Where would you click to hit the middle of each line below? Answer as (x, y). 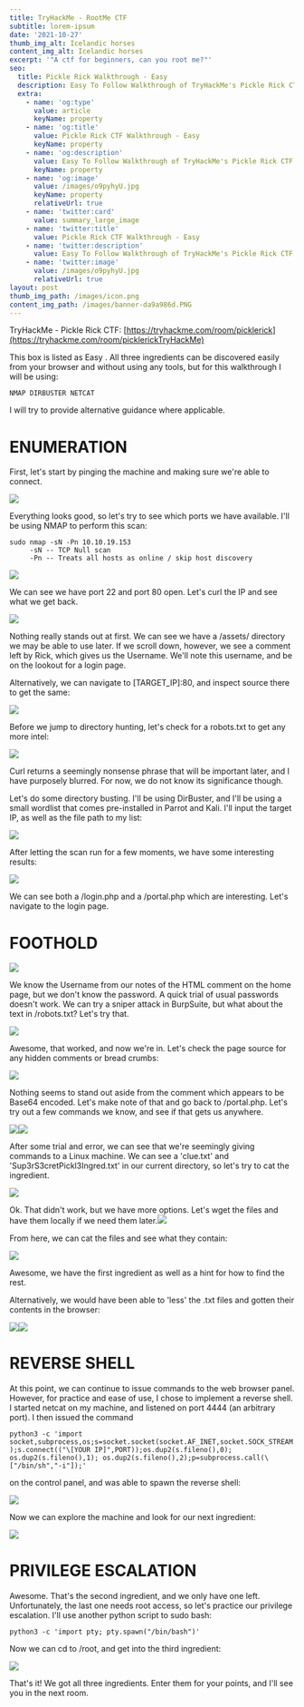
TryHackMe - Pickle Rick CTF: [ (68, 330)
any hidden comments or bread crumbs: (84, 1058)
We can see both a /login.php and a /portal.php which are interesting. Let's (149, 897)
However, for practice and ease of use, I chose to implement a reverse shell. (152, 1399)
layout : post (34, 288)
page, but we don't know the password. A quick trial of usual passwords (144, 995)
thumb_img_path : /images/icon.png (75, 296)
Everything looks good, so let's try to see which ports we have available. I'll (149, 516)
